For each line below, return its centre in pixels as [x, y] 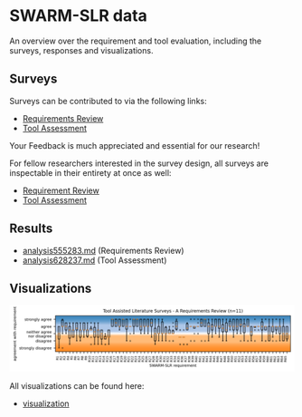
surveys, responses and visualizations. [81, 50]
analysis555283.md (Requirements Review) [103, 250]
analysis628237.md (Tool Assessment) [94, 260]
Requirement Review [61, 190]
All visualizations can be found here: [77, 385]
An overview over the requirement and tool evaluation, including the [136, 41]
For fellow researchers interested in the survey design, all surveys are [139, 163]
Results [31, 229]
